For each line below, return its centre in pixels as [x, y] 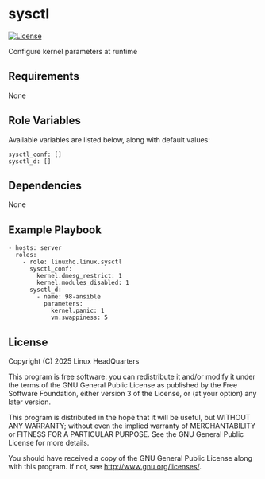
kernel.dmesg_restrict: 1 [80, 276]
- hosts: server [35, 248]
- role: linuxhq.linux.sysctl [73, 262]
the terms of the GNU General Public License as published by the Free [123, 385]
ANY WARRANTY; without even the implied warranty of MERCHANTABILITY [132, 426]
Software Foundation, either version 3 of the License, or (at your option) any [132, 393]
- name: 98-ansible [69, 297]
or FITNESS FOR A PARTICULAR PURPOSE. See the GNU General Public [126, 434]
